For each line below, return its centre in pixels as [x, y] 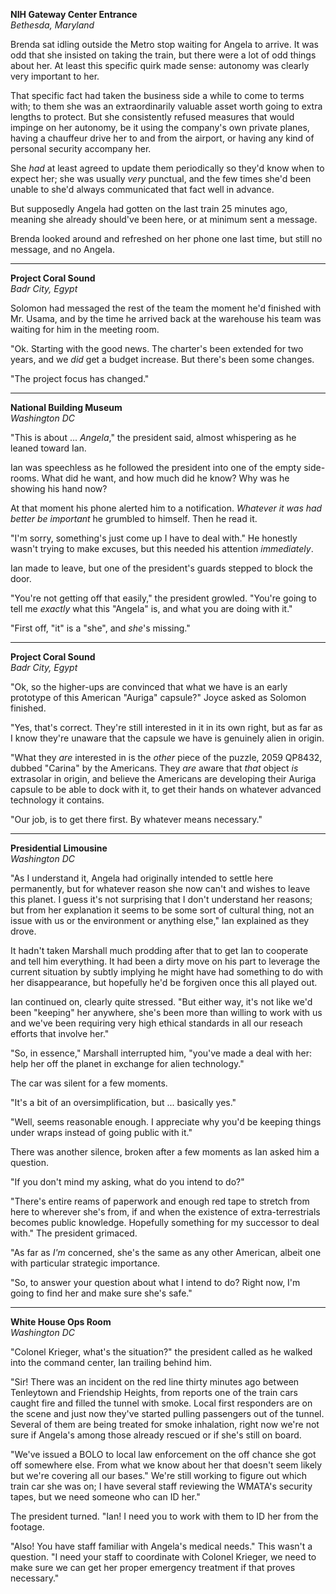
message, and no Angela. [62, 249]
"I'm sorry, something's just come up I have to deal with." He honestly [154, 538]
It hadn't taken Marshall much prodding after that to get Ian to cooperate [159, 950]
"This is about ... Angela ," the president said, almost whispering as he [153, 437]
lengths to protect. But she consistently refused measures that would [152, 117]
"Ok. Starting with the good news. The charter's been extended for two [157, 348]
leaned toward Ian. [48, 448]
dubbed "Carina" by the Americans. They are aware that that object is [154, 768]
